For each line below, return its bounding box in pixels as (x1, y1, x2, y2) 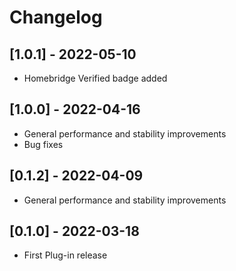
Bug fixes (23, 138, 64, 150)
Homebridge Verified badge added (23, 72, 168, 84)
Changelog (9, 6, 103, 29)
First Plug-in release (23, 249, 108, 261)
